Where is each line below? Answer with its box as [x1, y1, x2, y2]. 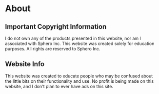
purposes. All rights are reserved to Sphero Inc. [5, 46, 100, 51]
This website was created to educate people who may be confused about [5, 73, 153, 79]
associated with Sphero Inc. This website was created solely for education [5, 41, 155, 47]
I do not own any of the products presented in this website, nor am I [5, 35, 141, 41]
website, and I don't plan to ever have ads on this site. [5, 83, 114, 89]
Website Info [5, 60, 45, 69]
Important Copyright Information [5, 23, 107, 31]
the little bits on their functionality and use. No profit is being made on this [5, 78, 154, 84]
